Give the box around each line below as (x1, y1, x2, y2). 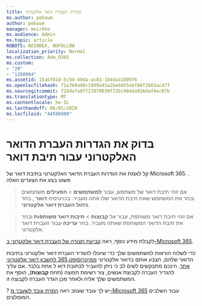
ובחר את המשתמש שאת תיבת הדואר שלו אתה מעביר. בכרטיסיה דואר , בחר (21, 195, 195, 202)
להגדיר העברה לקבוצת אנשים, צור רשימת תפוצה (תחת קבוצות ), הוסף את (6, 269, 175, 276)
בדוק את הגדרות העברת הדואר (6, 137, 155, 151)
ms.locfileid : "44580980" (6, 111, 72, 117)
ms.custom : (6, 60, 34, 66)
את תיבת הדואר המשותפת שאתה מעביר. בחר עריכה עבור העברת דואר (21, 220, 184, 227)
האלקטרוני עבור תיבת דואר (6, 150, 137, 164)
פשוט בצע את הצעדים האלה (6, 176, 71, 184)
